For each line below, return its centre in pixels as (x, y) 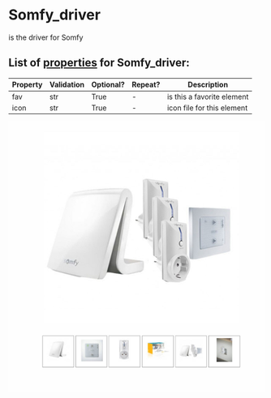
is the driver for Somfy (46, 37)
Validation (67, 85)
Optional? (108, 85)
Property (27, 85)
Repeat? (146, 85)
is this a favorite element (208, 96)
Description (208, 85)
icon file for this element (207, 108)
